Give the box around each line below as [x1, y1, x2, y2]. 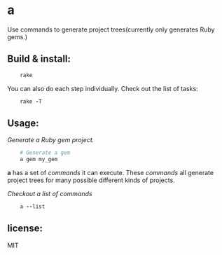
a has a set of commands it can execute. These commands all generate [7, 169, 214, 177]
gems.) [7, 32, 28, 41]
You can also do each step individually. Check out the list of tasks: [7, 84, 198, 92]
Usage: [7, 117, 40, 129]
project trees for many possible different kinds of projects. [7, 176, 175, 184]
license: [7, 223, 43, 235]
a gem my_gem [20, 156, 58, 163]
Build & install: [7, 53, 71, 65]
